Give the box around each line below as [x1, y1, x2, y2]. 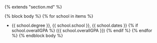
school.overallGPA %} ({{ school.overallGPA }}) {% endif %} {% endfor [11, 28, 153, 33]
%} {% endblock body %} [11, 33, 63, 38]
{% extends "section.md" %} [4, 4, 62, 10]
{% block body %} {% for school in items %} [4, 13, 94, 19]
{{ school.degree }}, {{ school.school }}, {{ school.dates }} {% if [11, 22, 138, 28]
